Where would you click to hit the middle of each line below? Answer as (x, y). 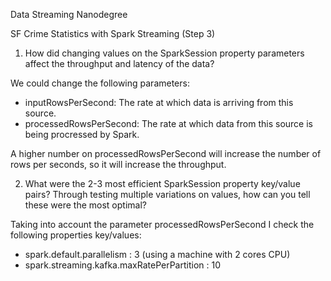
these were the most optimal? (85, 205)
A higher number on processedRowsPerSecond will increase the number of (166, 153)
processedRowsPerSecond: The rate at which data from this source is (168, 123)
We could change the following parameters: (100, 83)
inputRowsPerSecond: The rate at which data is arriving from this (159, 102)
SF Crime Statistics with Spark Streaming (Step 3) (113, 33)
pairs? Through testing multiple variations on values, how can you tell (167, 194)
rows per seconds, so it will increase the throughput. (118, 164)
